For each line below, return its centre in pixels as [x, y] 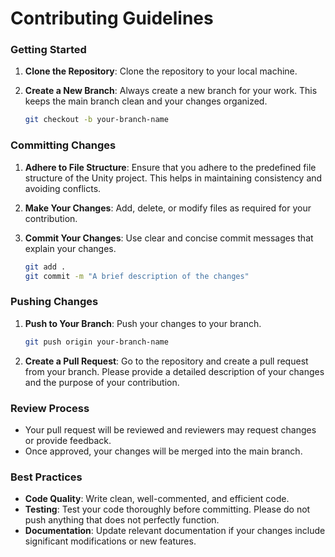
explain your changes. [70, 248]
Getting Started [48, 50]
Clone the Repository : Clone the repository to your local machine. [161, 71]
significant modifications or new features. [110, 541]
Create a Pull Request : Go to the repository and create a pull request [166, 361]
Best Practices [46, 477]
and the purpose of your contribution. [102, 382]
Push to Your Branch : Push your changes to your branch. [143, 323]
